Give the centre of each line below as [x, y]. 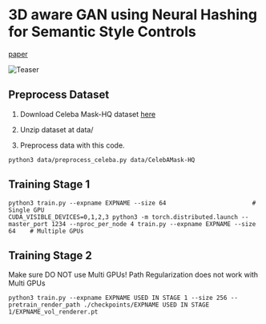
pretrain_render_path [44, 305]
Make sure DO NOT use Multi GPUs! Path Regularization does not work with [133, 275]
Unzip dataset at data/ [56, 129]
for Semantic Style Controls [102, 32]
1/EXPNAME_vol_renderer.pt [53, 312]
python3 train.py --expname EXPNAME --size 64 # [132, 203]
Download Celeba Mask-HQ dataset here [88, 114]
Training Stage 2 [50, 255]
